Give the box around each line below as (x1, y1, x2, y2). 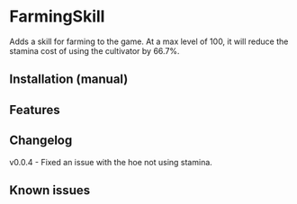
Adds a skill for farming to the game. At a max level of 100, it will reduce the (9, 36, 289, 47)
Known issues (9, 182, 91, 198)
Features (9, 102, 60, 118)
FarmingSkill (9, 6, 105, 27)
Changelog (9, 133, 73, 148)
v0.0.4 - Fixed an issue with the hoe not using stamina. (9, 156, 213, 167)
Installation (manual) (9, 72, 129, 87)
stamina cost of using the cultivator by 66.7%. (9, 45, 180, 56)
